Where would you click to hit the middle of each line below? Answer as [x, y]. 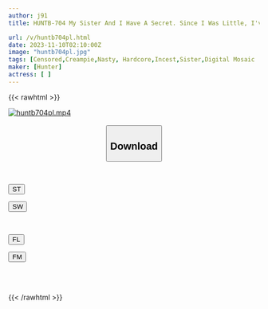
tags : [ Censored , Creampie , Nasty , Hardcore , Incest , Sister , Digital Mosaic [132, 60]
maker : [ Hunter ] [35, 67]
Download [134, 146]
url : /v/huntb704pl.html [49, 37]
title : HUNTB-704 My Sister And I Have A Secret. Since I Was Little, [128, 23]
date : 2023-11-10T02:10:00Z [55, 45]
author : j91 [28, 16]
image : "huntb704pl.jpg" [49, 53]
